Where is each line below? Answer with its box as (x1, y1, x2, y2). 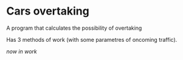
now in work (6, 47, 38, 55)
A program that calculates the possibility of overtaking (6, 24, 142, 32)
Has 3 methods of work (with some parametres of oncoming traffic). (6, 36, 178, 43)
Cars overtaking (6, 4, 89, 18)
